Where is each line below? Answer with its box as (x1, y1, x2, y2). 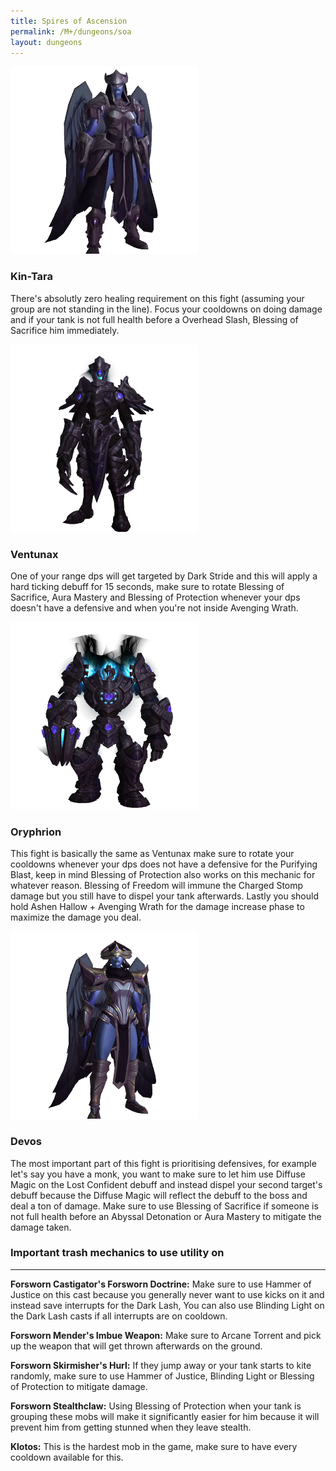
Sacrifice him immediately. (10, 324, 120, 336)
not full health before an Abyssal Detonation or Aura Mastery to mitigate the (10, 1210, 322, 1222)
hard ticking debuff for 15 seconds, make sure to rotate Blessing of (10, 580, 285, 592)
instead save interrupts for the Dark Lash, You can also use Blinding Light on (10, 1299, 325, 1311)
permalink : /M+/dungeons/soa (10, 26, 132, 37)
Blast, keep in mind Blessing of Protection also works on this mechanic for (10, 869, 316, 881)
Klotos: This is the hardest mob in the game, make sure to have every (10, 1440, 298, 1452)
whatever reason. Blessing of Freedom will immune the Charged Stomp (10, 880, 304, 892)
